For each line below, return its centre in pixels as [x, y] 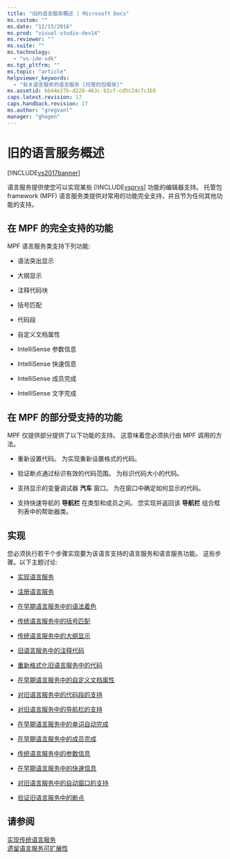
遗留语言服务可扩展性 [37, 848]
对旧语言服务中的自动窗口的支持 [63, 783]
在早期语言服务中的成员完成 [57, 739]
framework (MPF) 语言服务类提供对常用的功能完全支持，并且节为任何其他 [112, 195]
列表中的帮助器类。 [45, 512]
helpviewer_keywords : [38, 78]
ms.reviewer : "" [30, 39]
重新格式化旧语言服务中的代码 [60, 665]
